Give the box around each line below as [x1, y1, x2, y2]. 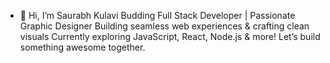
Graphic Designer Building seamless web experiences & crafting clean [19, 20, 310, 32]
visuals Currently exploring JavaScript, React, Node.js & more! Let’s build [19, 31, 321, 42]
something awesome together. [19, 41, 146, 53]
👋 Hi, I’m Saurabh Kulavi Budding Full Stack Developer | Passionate [19, 10, 296, 21]
